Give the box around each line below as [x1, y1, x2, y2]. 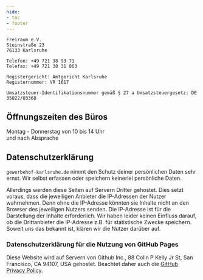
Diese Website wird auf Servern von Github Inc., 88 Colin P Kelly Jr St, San [6, 254, 193, 261]
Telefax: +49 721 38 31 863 [6, 63, 78, 70]
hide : [6, 9, 20, 15]
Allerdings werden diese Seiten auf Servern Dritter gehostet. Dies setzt [6, 186, 184, 193]
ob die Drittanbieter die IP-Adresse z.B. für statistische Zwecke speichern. [6, 219, 192, 225]
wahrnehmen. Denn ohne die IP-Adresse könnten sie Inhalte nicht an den [6, 199, 190, 207]
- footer [6, 20, 29, 26]
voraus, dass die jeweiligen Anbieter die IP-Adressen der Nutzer [6, 193, 167, 200]
